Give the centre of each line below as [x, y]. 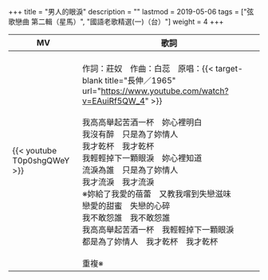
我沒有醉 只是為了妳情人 [130, 134]
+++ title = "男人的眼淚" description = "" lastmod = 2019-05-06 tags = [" [128, 12]
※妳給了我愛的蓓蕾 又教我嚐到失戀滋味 [157, 194]
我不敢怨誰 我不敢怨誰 [126, 218]
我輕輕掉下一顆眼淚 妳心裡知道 [142, 158]
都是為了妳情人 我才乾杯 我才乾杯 [150, 241]
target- [229, 68]
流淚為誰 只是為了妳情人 [130, 170]
